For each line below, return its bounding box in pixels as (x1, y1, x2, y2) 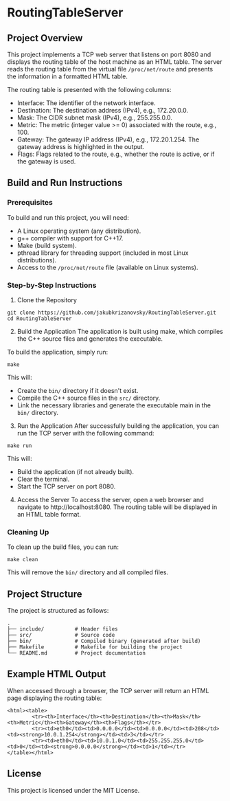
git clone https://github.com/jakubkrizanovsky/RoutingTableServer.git (7, 309, 216, 316)
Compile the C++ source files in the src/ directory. (16, 394, 161, 402)
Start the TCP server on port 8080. (16, 482, 116, 490)
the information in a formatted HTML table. (7, 72, 128, 80)
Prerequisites (7, 198, 53, 207)
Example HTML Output (7, 668, 106, 680)
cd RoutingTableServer (7, 315, 72, 322)
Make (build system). (16, 241, 77, 249)
